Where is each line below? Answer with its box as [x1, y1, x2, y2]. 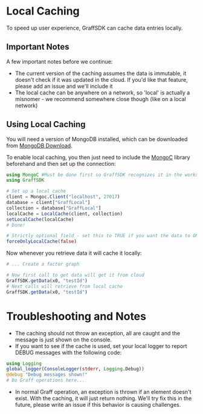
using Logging [6, 360, 42, 367]
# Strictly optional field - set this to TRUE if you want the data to [6, 233, 190, 239]
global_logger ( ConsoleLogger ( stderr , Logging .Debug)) [6, 366, 145, 372]
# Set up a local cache [6, 188, 66, 194]
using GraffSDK [6, 177, 45, 183]
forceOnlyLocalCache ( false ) [6, 238, 77, 245]
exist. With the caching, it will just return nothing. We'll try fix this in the [14, 395, 192, 402]
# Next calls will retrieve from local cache [6, 283, 123, 289]
